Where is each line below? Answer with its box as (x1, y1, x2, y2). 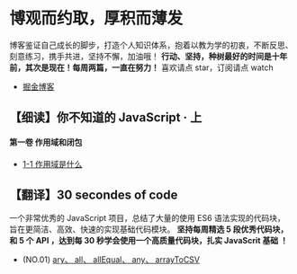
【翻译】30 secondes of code (9, 187, 178, 202)
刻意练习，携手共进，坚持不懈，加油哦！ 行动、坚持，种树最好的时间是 (9, 50, 272, 61)
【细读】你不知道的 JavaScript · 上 (9, 110, 202, 126)
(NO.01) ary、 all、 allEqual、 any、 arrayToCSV (22, 254, 201, 265)
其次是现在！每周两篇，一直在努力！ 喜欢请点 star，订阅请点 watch (24, 62, 274, 73)
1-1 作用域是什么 (22, 158, 83, 169)
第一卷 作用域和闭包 (9, 137, 83, 147)
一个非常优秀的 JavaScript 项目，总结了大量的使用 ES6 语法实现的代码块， (9, 213, 286, 224)
